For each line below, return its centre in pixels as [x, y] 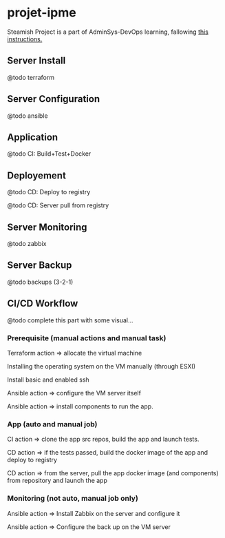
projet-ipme [42, 13]
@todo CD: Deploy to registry [49, 192]
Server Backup [40, 266]
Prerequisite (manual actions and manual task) [87, 338]
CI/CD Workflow [43, 303]
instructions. [25, 39]
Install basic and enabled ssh [48, 380]
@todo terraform [31, 77]
